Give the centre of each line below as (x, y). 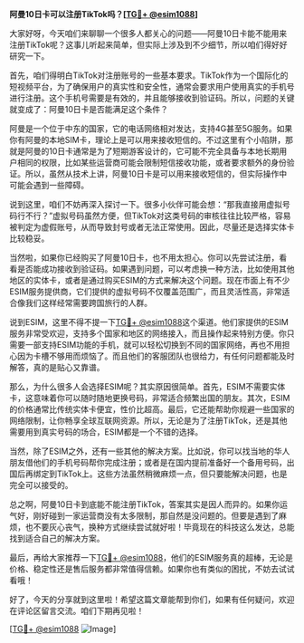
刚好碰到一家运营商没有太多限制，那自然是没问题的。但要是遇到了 (156, 516)
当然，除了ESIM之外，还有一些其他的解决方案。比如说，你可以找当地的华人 (150, 451)
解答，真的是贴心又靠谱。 (57, 367)
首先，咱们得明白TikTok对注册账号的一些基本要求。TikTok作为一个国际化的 (149, 75)
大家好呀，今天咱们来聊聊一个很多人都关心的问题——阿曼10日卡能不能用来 (148, 34)
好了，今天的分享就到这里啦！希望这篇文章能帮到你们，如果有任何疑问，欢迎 (152, 600)
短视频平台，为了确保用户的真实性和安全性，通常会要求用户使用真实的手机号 (152, 86)
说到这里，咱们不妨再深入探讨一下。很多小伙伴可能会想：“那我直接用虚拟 (146, 204)
